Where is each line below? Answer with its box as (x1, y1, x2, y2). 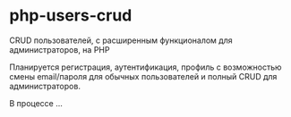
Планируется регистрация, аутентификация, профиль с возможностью (9, 62, 282, 72)
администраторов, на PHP (9, 44, 110, 54)
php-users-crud (9, 5, 133, 26)
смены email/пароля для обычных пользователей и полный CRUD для (9, 71, 278, 81)
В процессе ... (9, 97, 63, 108)
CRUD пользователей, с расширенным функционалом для (9, 35, 233, 46)
